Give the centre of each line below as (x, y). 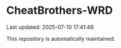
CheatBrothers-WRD (60, 10)
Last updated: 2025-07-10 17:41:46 (50, 27)
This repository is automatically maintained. (61, 38)
